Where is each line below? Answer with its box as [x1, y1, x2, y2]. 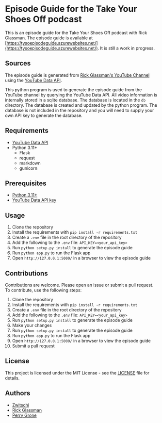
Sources [5, 59, 31, 67]
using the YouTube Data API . [5, 77, 62, 83]
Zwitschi [12, 402, 29, 408]
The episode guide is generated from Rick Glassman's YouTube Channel [5, 72, 150, 78]
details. [5, 375, 20, 381]
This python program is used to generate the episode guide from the [5, 86, 142, 93]
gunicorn [19, 165, 38, 171]
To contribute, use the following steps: [5, 287, 82, 293]
